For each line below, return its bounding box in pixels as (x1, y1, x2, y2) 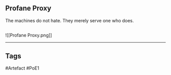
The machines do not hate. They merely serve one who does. (5, 17, 134, 23)
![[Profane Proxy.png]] (5, 32, 52, 39)
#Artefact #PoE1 (5, 65, 40, 71)
